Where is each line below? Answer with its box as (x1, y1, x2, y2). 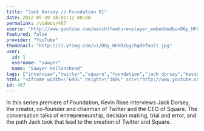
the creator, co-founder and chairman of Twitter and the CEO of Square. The (6, 106, 198, 112)
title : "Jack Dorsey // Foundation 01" (6, 8, 107, 15)
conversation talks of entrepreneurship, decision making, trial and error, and (6, 112, 197, 119)
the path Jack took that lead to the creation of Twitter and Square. (6, 118, 171, 125)
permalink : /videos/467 (6, 20, 67, 26)
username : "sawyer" (12, 59, 61, 65)
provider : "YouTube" (6, 37, 59, 43)
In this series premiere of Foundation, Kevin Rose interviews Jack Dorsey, (6, 99, 190, 106)
